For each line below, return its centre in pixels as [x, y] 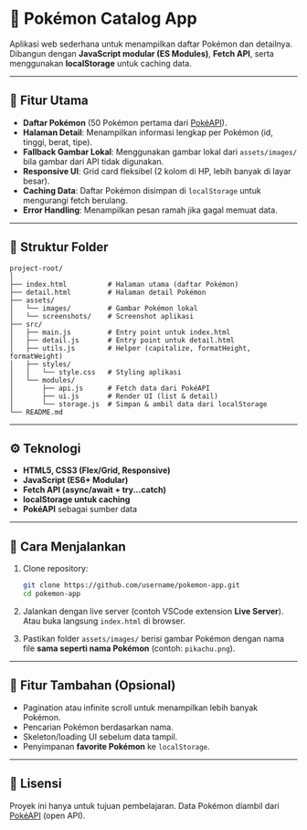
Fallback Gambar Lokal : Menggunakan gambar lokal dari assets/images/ [160, 152]
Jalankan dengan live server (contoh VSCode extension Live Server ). [153, 611]
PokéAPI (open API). [48, 815]
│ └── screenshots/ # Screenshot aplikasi [102, 316]
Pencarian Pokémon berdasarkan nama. [98, 727]
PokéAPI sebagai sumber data [80, 510]
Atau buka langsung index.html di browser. [104, 621]
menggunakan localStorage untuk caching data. [101, 63]
